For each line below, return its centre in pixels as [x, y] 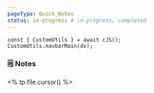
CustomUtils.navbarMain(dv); [50, 46]
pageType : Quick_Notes [41, 14]
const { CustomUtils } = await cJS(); [64, 39]
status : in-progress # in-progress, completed [77, 20]
